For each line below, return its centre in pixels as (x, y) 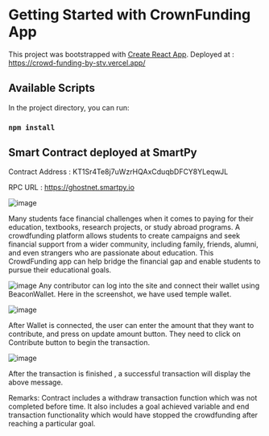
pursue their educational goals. (60, 270)
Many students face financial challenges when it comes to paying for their (131, 218)
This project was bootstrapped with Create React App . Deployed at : (122, 54)
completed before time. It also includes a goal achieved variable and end (129, 407)
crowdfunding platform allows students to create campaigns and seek (124, 236)
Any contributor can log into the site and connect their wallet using (149, 286)
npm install (32, 127)
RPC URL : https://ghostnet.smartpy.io (72, 188)
